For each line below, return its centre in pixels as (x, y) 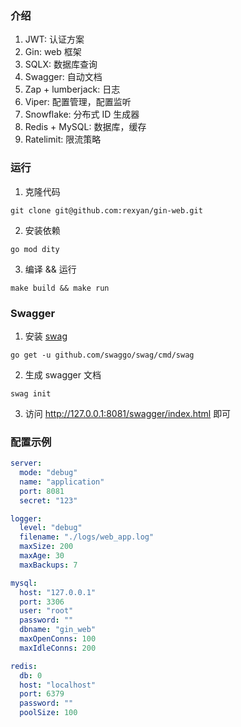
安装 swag (46, 336)
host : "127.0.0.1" (58, 592)
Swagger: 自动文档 (63, 77)
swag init (31, 393)
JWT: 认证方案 (54, 39)
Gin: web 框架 (53, 52)
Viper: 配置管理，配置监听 (78, 102)
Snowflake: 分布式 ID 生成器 (82, 114)
